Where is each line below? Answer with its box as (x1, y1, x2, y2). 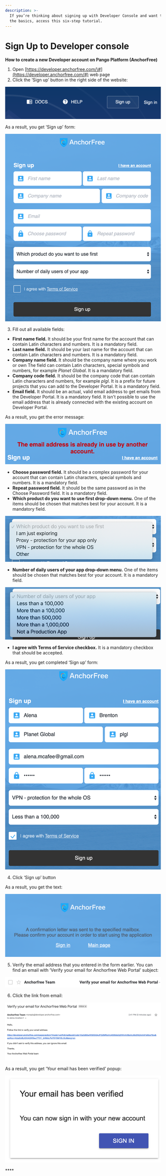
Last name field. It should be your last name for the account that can (12, 346, 153, 352)
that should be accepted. (12, 650, 63, 656)
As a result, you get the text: (5, 884, 63, 890)
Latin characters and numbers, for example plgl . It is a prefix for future (12, 378, 156, 384)
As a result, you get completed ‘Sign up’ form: (5, 659, 99, 665)
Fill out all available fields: (12, 326, 65, 332)
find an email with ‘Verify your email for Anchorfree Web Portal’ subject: (12, 967, 159, 973)
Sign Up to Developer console (5, 40, 129, 52)
